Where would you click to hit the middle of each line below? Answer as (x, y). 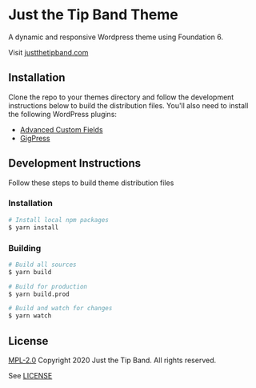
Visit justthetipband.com (48, 52)
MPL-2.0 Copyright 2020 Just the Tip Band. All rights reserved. (112, 360)
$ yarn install (34, 227)
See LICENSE (30, 375)
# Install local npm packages (59, 220)
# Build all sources (43, 265)
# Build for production (48, 286)
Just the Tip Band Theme (93, 15)
